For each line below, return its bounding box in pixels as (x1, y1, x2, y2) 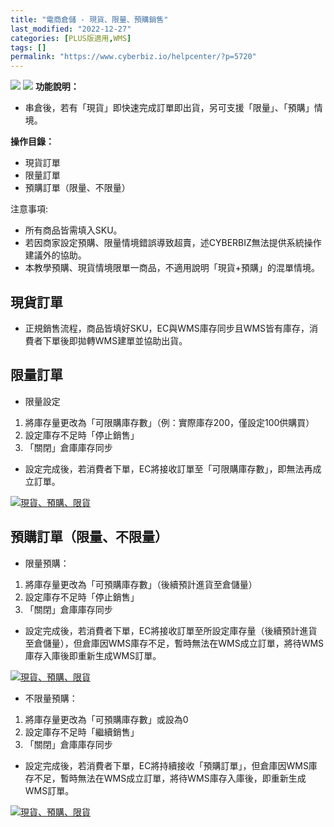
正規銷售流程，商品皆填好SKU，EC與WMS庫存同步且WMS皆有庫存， (24, 322, 310, 334)
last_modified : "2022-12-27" (10, 24, 132, 34)
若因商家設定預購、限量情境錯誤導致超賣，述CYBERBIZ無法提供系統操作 (24, 237, 322, 249)
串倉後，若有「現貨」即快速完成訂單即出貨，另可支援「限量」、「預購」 (24, 102, 315, 114)
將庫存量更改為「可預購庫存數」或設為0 (24, 713, 189, 725)
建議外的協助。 (24, 249, 87, 261)
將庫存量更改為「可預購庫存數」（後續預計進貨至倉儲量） (24, 578, 258, 590)
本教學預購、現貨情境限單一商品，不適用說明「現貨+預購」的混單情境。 (24, 262, 321, 274)
